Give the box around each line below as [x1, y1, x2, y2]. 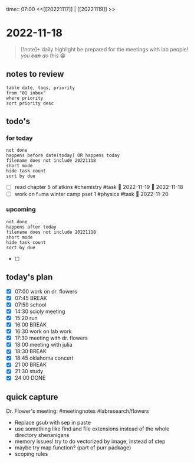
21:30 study [14, 368, 44, 375]
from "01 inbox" [6, 90, 46, 96]
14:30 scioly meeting [14, 308, 65, 315]
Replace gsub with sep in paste [14, 419, 91, 426]
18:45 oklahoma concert [14, 354, 74, 361]
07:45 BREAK [14, 294, 47, 301]
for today [6, 134, 33, 142]
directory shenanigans [14, 432, 70, 439]
